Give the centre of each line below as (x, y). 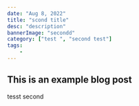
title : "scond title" (38, 20)
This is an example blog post (69, 80)
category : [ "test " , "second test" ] (60, 39)
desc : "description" (37, 26)
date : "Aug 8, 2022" (37, 13)
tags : (15, 45)
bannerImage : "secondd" (41, 33)
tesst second (25, 96)
